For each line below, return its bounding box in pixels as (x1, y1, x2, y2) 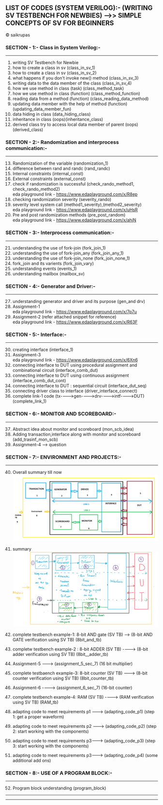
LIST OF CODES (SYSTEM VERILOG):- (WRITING (5, 4, 153, 12)
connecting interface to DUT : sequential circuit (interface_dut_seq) (12, 383, 147, 389)
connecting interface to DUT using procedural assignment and (12, 362, 137, 368)
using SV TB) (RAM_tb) (12, 699, 59, 705)
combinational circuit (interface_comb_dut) (12, 368, 98, 373)
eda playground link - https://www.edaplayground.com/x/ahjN (12, 217, 137, 223)
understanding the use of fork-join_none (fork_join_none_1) (12, 255, 130, 261)
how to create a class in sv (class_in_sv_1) (12, 65, 96, 71)
